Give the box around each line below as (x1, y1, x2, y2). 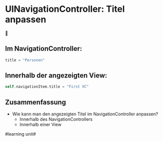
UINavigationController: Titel (5, 3, 125, 15)
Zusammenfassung (5, 98, 66, 106)
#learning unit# (5, 131, 36, 137)
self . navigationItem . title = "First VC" (5, 84, 89, 89)
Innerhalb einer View (19, 122, 62, 128)
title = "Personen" (5, 58, 45, 63)
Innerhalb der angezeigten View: (5, 71, 108, 80)
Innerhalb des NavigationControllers (19, 116, 93, 122)
